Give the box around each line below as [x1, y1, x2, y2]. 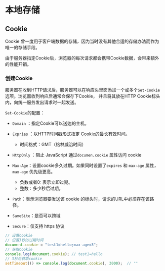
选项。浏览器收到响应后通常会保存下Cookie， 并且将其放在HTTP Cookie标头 [5, 93, 161, 99]
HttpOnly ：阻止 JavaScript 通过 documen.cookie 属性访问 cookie [12, 152, 142, 158]
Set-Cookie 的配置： [5, 110, 45, 116]
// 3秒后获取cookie [5, 256, 42, 261]
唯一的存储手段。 [5, 45, 40, 50]
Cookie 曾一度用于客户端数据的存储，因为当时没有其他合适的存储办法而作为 [5, 38, 160, 44]
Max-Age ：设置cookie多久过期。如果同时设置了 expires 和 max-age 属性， [12, 163, 159, 168]
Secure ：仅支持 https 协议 [12, 223, 65, 229]
